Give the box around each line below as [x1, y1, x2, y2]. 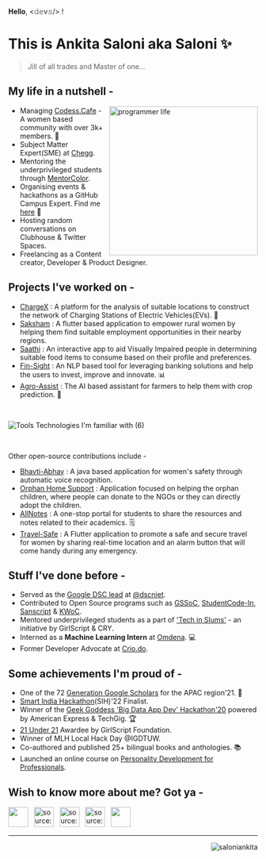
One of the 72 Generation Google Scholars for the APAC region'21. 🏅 [19, 688, 243, 698]
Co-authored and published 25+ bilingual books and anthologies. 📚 [19, 742, 241, 753]
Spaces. [19, 241, 47, 250]
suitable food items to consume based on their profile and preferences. [19, 352, 252, 362]
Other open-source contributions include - [8, 451, 147, 460]
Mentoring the [19, 156, 66, 166]
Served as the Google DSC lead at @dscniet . [19, 590, 166, 599]
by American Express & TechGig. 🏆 [19, 714, 137, 723]
